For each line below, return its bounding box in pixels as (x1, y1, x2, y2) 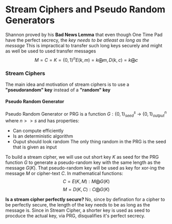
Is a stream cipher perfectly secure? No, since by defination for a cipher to (5, 196, 165, 202)
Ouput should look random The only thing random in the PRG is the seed (12, 138, 166, 144)
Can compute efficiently (12, 127, 64, 134)
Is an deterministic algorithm (12, 133, 73, 139)
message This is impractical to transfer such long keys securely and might (5, 42, 163, 48)
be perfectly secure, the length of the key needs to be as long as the (5, 201, 150, 208)
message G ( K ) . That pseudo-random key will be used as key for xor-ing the (5, 164, 165, 171)
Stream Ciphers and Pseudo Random (5, 4, 166, 15)
